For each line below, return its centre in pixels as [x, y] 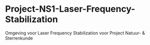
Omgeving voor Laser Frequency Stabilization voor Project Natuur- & [75, 33]
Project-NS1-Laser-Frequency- [70, 9]
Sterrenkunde [19, 38]
